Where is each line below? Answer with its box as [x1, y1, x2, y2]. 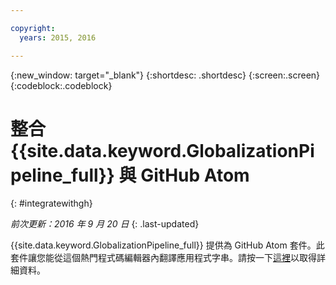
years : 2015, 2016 [19, 32, 97, 43]
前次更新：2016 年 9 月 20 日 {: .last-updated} [10, 218, 200, 230]
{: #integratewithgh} [10, 197, 93, 210]
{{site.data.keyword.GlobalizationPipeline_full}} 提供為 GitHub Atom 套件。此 [10, 239, 325, 251]
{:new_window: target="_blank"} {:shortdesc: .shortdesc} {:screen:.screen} [10, 69, 321, 81]
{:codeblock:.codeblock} [10, 79, 113, 91]
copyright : [10, 23, 56, 33]
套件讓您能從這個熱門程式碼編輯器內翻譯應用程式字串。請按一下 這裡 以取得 [10, 252, 317, 264]
